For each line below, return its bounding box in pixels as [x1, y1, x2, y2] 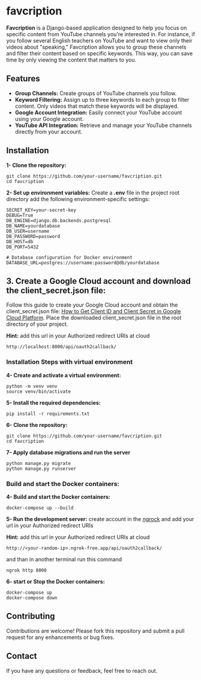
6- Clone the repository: [6, 421, 68, 428]
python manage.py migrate [6, 460, 71, 466]
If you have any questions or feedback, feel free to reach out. [6, 667, 158, 674]
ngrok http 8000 [6, 567, 47, 573]
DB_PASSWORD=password [6, 233, 61, 239]
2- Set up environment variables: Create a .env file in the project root [6, 189, 180, 196]
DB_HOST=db [6, 239, 34, 245]
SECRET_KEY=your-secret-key [6, 207, 77, 213]
